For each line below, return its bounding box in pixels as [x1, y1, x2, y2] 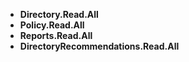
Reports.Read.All [19, 30, 93, 41]
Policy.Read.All [19, 19, 85, 31]
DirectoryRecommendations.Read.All [19, 40, 180, 52]
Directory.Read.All [19, 9, 99, 20]
